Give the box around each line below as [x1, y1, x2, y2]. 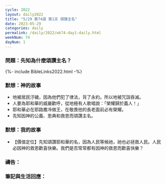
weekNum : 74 [5, 35, 30, 40]
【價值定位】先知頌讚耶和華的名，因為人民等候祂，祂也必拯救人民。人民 [12, 139, 161, 145]
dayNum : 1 [5, 40, 26, 45]
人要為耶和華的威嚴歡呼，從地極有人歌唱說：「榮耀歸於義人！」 [12, 100, 142, 106]
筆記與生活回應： [5, 173, 46, 180]
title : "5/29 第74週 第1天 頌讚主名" [5, 16, 78, 21]
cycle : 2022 [5, 7, 30, 12]
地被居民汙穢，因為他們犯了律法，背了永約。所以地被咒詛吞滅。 [12, 94, 144, 100]
